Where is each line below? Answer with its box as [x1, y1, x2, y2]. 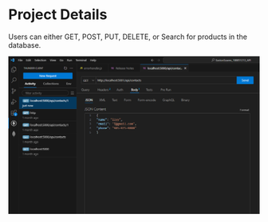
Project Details [8, 6, 108, 24]
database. [8, 40, 41, 49]
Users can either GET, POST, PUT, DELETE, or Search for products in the [8, 32, 247, 41]
